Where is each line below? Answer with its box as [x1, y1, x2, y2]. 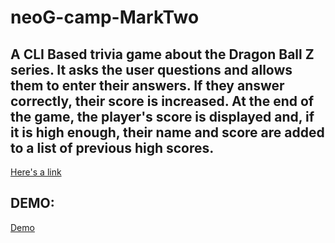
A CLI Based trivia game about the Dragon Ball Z [10, 46, 315, 63]
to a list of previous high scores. [10, 139, 215, 156]
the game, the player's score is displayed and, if [10, 108, 315, 125]
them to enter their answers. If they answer [10, 77, 285, 94]
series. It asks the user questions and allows [10, 61, 293, 78]
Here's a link [10, 166, 62, 178]
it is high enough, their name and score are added [10, 124, 325, 141]
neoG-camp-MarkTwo [10, 6, 200, 29]
